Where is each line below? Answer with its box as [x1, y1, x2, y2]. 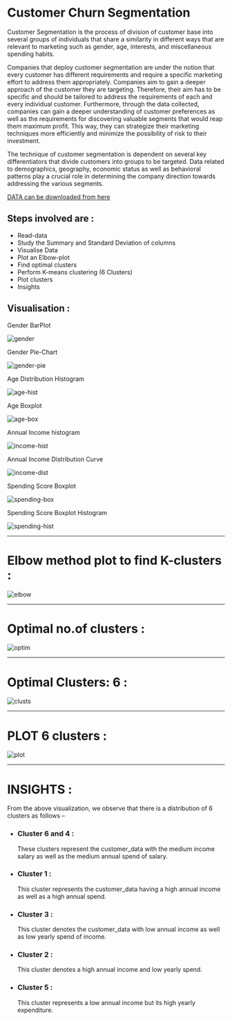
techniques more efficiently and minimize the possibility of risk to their [7, 129, 207, 138]
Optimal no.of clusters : [7, 621, 145, 637]
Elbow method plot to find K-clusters [7, 552, 222, 568]
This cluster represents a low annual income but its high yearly [17, 998, 195, 1006]
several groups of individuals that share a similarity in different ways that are [7, 35, 224, 43]
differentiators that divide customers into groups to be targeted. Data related [7, 157, 224, 165]
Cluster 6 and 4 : [17, 829, 75, 839]
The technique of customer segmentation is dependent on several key [7, 150, 207, 158]
